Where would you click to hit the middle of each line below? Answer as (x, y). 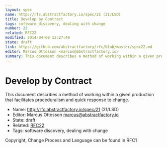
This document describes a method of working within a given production (80, 95)
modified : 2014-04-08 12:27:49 (38, 38)
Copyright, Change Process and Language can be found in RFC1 (71, 141)
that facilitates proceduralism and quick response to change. (67, 100)
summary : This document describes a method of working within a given (80, 56)
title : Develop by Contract (34, 19)
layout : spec (19, 10)
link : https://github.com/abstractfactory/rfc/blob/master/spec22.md (79, 47)
